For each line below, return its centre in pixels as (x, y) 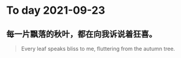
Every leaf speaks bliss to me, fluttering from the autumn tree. (98, 49)
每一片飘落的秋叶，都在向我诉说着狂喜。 (81, 34)
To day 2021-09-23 (56, 10)
